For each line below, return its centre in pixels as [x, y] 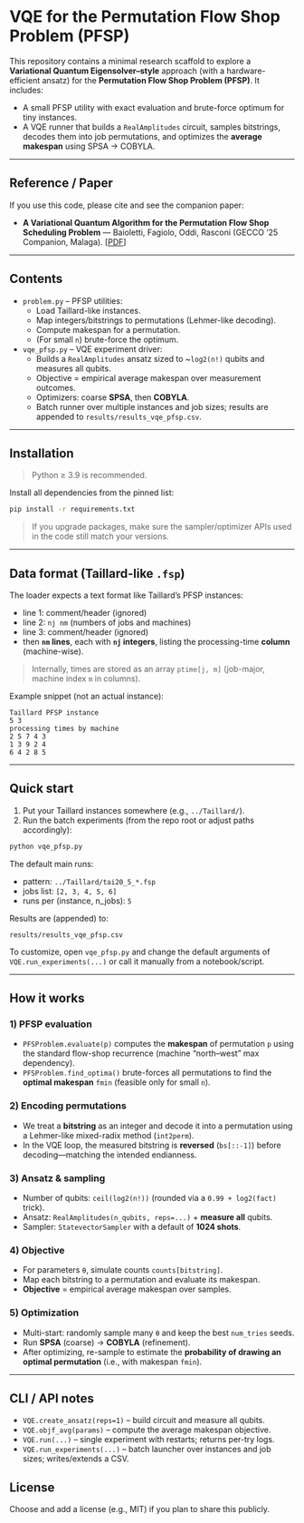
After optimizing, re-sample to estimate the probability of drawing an [152, 1352]
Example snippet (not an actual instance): [87, 697]
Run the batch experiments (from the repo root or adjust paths [138, 820]
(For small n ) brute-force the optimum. [107, 339]
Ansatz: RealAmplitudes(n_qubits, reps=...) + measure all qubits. [147, 1217]
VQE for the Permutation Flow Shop [145, 17]
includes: [26, 90]
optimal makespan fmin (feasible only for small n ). [116, 1082]
